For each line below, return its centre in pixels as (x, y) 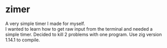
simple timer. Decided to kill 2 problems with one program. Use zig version (83, 34)
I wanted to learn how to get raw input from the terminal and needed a (79, 29)
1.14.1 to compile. (23, 40)
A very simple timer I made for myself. (45, 23)
